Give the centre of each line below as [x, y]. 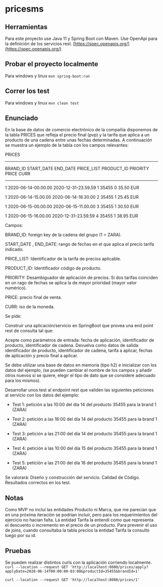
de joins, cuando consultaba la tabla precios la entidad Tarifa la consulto [77, 530]
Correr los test [27, 91]
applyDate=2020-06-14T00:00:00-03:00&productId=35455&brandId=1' [72, 571]
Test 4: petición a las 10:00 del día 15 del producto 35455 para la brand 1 [85, 449]
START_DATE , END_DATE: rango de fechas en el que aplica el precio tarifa [80, 244]
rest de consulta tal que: [29, 331]
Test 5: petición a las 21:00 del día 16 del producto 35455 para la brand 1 [84, 463]
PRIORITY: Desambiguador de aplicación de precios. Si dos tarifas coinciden [81, 277]
